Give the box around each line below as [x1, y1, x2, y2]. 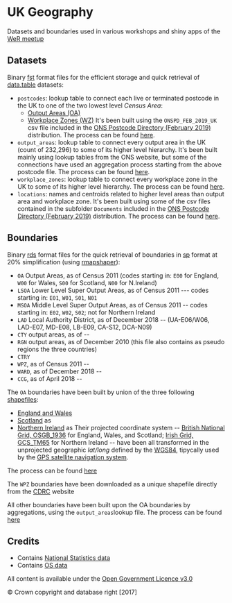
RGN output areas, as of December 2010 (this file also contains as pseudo [17, 337, 225, 346]
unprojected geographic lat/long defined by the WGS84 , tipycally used [17, 445, 220, 454]
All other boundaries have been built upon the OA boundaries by [7, 500, 190, 509]
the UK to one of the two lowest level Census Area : [17, 101, 163, 110]
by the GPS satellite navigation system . [17, 452, 129, 461]
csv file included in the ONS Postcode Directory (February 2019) [27, 123, 211, 132]
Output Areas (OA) [27, 108, 81, 117]
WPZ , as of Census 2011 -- [17, 359, 90, 368]
